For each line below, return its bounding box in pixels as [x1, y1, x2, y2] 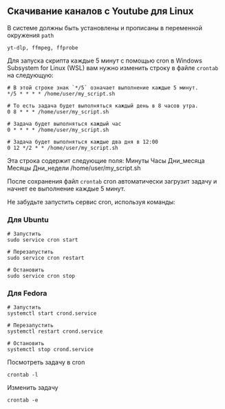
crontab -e [7, 397, 39, 404]
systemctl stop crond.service [7, 346, 94, 353]
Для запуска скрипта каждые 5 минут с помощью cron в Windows [7, 56, 203, 65]
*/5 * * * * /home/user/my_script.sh [7, 90, 116, 97]
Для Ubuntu [7, 214, 50, 224]
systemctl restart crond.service [7, 328, 103, 335]
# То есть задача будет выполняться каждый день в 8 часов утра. [7, 102, 198, 109]
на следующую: [7, 71, 54, 79]
